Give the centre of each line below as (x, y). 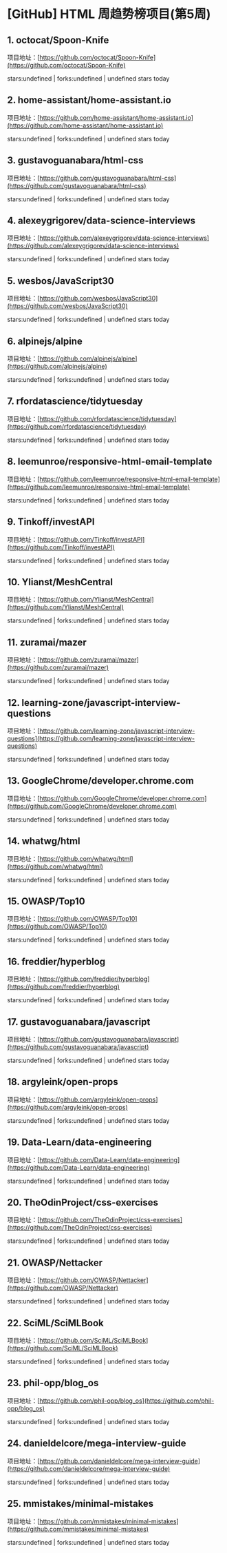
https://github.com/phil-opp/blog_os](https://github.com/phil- (127, 1401)
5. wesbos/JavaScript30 (61, 281)
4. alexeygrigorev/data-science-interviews (101, 221)
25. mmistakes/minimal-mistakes (80, 1504)
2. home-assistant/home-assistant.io (89, 100)
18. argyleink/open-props (63, 1082)
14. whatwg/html (44, 841)
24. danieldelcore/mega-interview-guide (97, 1444)
